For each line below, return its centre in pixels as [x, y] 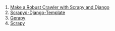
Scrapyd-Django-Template [38, 12]
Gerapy [18, 18]
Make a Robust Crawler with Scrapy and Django [60, 7]
